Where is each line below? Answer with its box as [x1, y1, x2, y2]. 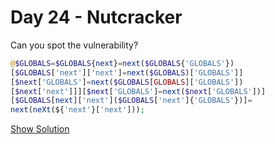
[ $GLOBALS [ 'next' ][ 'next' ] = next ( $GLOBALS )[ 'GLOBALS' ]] [10, 67, 244, 78]
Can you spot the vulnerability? [10, 39, 139, 51]
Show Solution [10, 123, 70, 135]
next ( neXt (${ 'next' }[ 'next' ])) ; [10, 105, 145, 115]
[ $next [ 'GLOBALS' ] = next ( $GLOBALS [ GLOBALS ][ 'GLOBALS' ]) [10, 77, 244, 87]
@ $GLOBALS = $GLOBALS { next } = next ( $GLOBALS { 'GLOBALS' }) [10, 58, 235, 68]
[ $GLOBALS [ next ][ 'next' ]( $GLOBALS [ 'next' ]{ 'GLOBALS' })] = [10, 96, 253, 106]
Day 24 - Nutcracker [10, 6, 183, 29]
